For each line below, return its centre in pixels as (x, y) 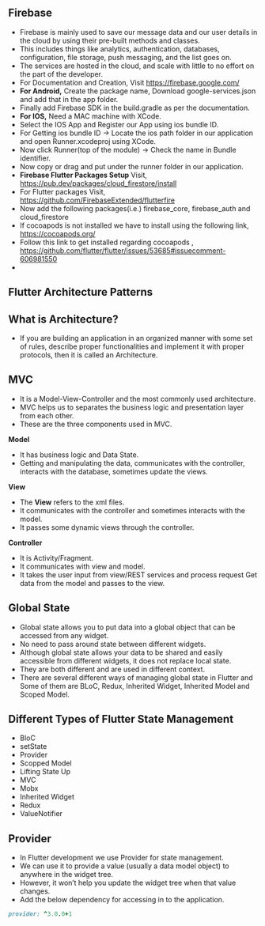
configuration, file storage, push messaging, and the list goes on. (125, 57)
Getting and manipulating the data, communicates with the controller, (132, 463)
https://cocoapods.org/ (58, 233)
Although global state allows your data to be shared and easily (121, 652)
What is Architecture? (63, 319)
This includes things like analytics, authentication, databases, (119, 49)
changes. (35, 891)
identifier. (35, 158)
